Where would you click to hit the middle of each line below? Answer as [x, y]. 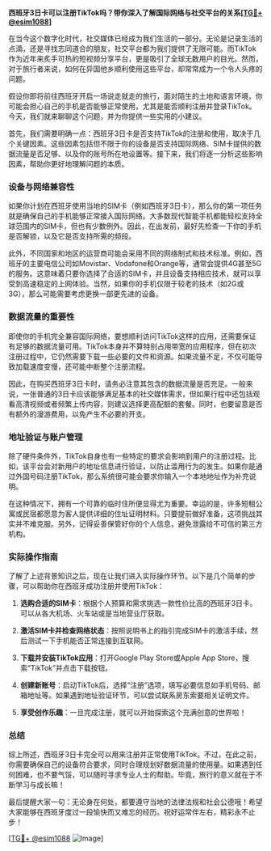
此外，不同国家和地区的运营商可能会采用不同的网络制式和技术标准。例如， [132, 253]
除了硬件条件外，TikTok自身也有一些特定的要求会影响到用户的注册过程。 [129, 455]
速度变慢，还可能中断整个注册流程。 [90, 366]
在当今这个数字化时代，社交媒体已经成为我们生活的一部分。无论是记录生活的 [135, 38]
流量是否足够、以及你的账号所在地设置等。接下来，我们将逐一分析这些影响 [139, 154]
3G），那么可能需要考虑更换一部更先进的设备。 [86, 294]
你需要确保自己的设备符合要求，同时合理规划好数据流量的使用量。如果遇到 [132, 764]
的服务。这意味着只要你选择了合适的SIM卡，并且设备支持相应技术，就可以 [131, 273]
